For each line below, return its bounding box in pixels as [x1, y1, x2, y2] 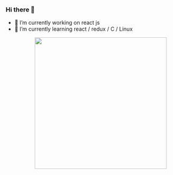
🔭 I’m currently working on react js [14, 19, 100, 26]
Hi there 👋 [5, 5, 36, 14]
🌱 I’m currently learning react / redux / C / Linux [14, 25, 133, 32]
